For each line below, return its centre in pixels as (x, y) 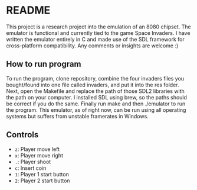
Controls (22, 135)
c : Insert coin (30, 168)
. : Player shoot (33, 162)
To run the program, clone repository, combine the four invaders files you (95, 78)
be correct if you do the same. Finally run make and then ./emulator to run (96, 104)
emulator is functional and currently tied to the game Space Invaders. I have (98, 33)
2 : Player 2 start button (42, 181)
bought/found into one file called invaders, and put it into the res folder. (93, 85)
